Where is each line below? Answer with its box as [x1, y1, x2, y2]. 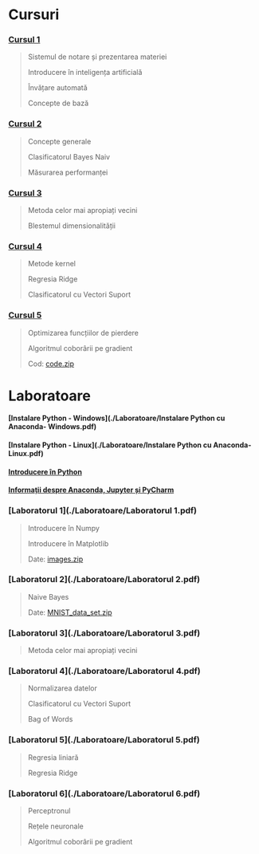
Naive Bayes [27, 592, 69, 601]
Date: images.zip [27, 554, 84, 564]
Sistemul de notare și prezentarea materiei [27, 52, 167, 61]
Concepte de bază [27, 98, 89, 108]
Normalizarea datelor [27, 683, 97, 693]
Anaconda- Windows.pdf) [8, 422, 97, 431]
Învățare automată [27, 83, 88, 92]
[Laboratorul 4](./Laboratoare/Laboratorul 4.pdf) [8, 666, 201, 677]
